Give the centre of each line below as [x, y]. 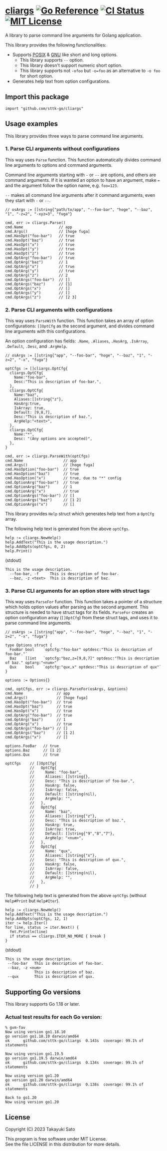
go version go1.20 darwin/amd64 [39, 1080]
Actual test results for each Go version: [54, 1017]
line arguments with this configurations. [46, 331]
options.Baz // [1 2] [33, 750]
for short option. [36, 76]
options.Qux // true [32, 755]
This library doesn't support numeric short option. [71, 65]
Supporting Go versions [43, 992]
